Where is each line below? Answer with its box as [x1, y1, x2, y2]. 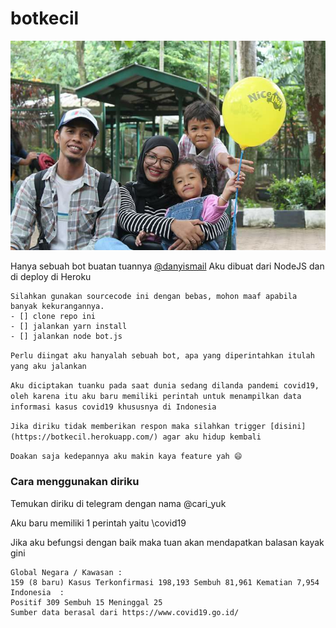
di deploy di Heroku [10, 271, 92, 283]
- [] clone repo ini [10, 312, 97, 322]
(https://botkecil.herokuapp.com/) [10, 432, 159, 442]
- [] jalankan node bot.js [10, 332, 123, 342]
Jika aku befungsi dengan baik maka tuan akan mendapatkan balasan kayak [10, 536, 325, 548]
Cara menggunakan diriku [10, 475, 140, 489]
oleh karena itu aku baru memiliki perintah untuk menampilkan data [10, 392, 302, 402]
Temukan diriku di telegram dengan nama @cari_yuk [10, 497, 227, 509]
